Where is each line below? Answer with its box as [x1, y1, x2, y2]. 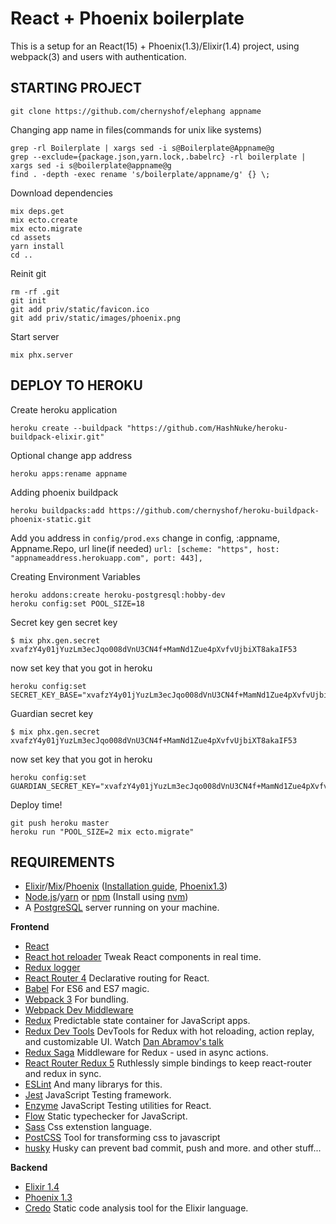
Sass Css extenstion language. [24, 1121, 152, 1133]
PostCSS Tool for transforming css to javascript [24, 1132, 221, 1144]
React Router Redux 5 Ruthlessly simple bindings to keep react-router [24, 1057, 312, 1069]
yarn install [10, 241, 65, 251]
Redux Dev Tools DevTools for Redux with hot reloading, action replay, [24, 1025, 315, 1037]
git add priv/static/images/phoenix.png [10, 313, 182, 323]
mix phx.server [10, 350, 74, 360]
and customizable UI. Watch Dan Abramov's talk [24, 1036, 224, 1048]
